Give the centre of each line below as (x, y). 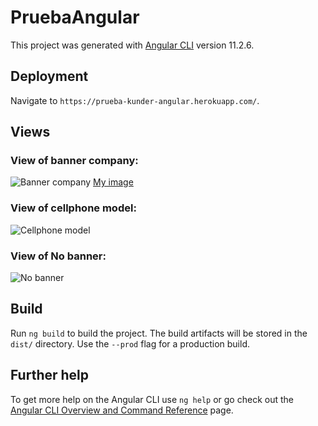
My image (113, 182)
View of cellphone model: (73, 208)
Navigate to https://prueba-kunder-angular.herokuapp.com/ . (135, 100)
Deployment (49, 76)
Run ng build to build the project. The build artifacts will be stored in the (159, 333)
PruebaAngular (75, 17)
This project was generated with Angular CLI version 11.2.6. (132, 45)
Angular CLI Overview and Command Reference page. (122, 410)
